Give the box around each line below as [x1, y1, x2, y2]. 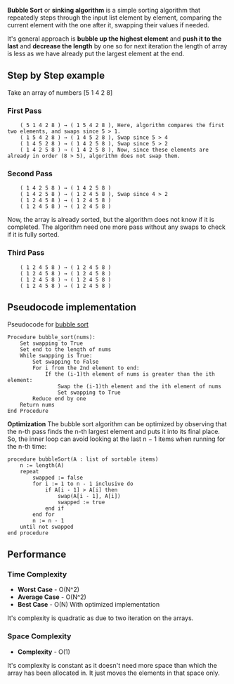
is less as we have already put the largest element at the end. [7, 49, 185, 58]
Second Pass [7, 169, 53, 178]
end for [32, 511, 55, 518]
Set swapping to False [32, 358, 99, 365]
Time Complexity [7, 569, 67, 579]
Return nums [20, 401, 55, 408]
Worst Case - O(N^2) [17, 586, 79, 594]
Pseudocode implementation [7, 301, 137, 313]
